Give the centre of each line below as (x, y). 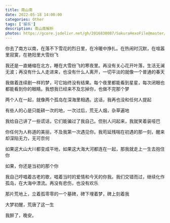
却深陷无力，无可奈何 (27, 138)
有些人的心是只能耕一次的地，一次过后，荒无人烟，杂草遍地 (67, 110)
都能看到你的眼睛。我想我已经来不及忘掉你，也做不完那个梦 (67, 89)
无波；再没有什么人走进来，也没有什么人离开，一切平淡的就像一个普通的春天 (85, 72)
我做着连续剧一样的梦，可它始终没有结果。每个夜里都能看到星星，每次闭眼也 (85, 82)
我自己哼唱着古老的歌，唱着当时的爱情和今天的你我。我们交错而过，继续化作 (85, 177)
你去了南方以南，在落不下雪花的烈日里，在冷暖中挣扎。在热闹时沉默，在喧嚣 (85, 48)
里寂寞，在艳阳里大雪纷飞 (32, 55)
